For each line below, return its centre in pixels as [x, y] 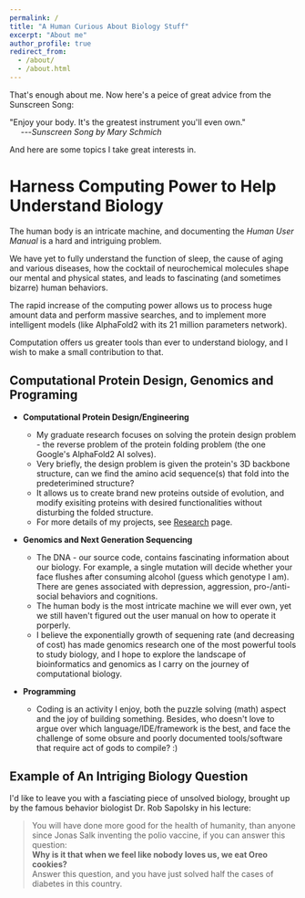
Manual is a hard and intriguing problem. [86, 240]
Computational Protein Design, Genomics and [142, 381]
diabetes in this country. [77, 884]
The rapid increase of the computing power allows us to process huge [141, 305]
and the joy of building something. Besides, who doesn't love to [155, 718]
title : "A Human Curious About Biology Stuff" [99, 26]
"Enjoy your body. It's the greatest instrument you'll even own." [127, 122]
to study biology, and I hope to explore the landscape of [141, 654]
